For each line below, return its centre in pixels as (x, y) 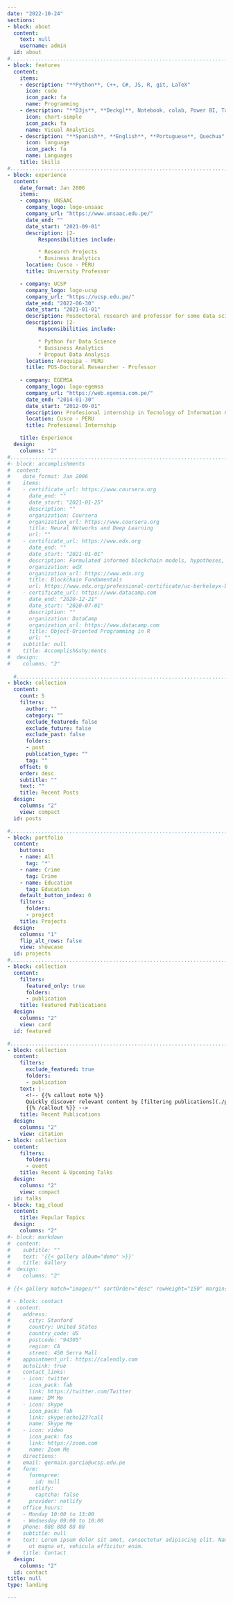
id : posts (27, 818)
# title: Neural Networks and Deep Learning (80, 528)
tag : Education (48, 889)
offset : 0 (34, 767)
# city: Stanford (40, 1320)
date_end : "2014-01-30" (60, 400)
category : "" (44, 715)
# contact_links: (37, 1372)
